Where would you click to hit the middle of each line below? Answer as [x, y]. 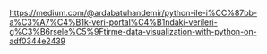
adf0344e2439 [38, 41]
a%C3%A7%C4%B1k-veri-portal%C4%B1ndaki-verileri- [113, 22]
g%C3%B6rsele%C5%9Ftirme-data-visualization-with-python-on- [133, 31]
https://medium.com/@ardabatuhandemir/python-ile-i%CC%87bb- [133, 13]
